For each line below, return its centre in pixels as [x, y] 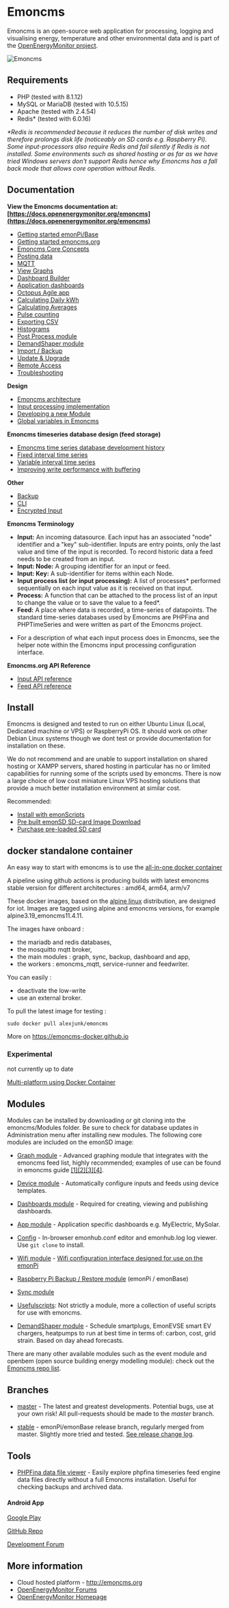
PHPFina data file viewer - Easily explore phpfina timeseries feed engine [119, 1472]
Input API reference [44, 678]
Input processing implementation [63, 406]
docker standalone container [70, 851]
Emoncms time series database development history [91, 447]
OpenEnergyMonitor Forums [57, 1590]
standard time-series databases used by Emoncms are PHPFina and [113, 617]
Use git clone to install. [51, 1245]
